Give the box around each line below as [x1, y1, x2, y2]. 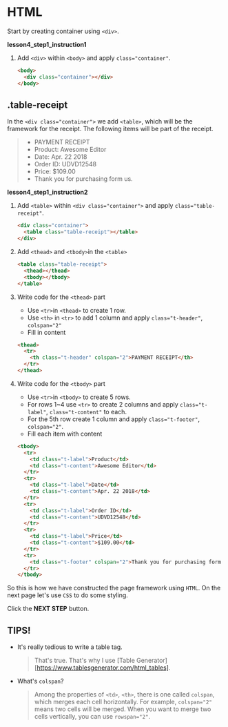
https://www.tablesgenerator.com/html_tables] [37, 663, 169, 672]
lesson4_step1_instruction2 [7, 188, 88, 197]
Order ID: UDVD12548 [34, 160, 97, 168]
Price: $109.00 [34, 167, 76, 176]
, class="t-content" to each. [45, 407, 127, 416]
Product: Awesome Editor [34, 146, 107, 154]
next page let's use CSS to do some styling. [7, 591, 129, 599]
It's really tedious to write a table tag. [17, 643, 123, 651]
